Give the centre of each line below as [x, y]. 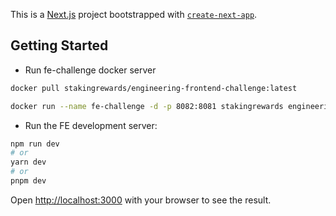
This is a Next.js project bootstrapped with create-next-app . [134, 14]
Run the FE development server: [91, 125]
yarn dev [28, 162]
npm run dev [35, 144]
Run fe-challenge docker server [90, 70]
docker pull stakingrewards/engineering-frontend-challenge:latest [154, 88]
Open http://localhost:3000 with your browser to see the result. [141, 200]
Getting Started [59, 45]
